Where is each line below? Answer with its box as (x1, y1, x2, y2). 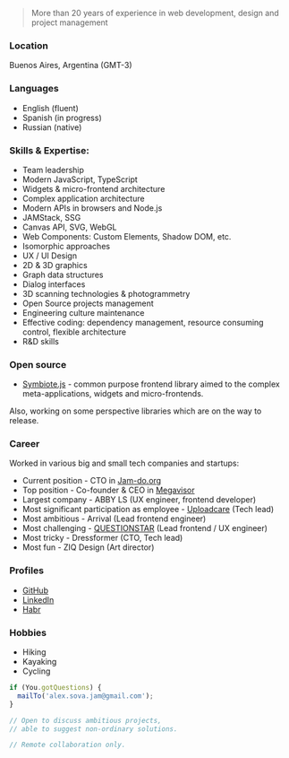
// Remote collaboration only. (9, 740, 126, 750)
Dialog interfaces (21, 278, 86, 290)
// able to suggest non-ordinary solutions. (9, 724, 178, 734)
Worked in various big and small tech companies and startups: (9, 457, 240, 469)
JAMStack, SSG (21, 212, 81, 222)
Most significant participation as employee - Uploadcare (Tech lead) (21, 504, 275, 515)
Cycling (21, 666, 51, 676)
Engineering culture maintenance (21, 307, 145, 318)
